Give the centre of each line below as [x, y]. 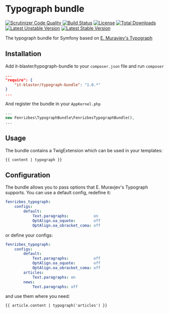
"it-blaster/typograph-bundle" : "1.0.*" [57, 85]
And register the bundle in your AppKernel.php [53, 104]
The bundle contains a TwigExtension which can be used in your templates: [84, 150]
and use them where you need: [38, 296]
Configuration [28, 175]
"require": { [19, 80]
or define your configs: [29, 235]
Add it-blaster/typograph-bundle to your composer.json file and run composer [85, 66]
